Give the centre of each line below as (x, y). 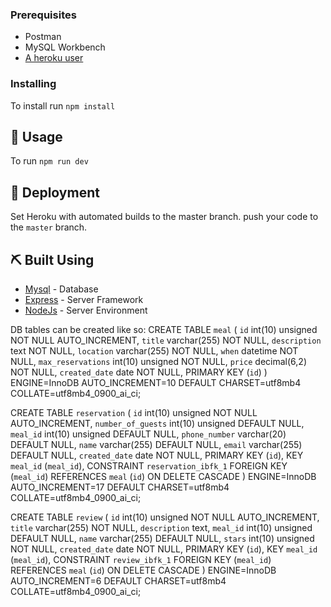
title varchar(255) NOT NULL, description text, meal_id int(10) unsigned (161, 528)
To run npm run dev (49, 161)
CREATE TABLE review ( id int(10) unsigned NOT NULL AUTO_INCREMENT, (165, 517)
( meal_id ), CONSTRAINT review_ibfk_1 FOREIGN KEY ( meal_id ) (141, 560)
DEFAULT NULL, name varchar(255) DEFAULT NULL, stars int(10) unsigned (162, 539)
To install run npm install (63, 105)
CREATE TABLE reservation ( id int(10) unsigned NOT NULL (134, 413)
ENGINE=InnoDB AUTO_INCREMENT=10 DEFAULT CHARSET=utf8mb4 (156, 383)
